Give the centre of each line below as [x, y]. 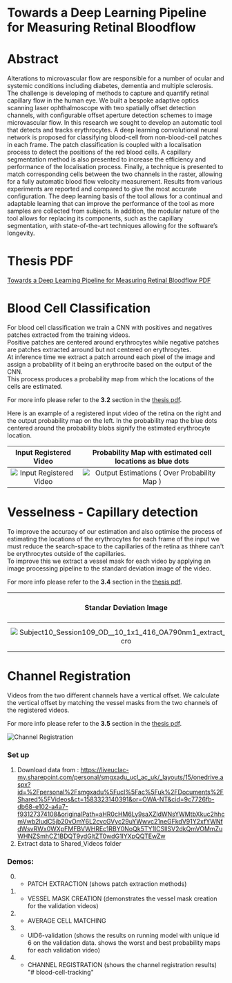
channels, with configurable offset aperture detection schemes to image [110, 115]
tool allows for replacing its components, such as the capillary [95, 218]
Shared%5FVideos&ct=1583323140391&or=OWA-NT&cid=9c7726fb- [116, 799]
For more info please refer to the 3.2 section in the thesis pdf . [95, 400]
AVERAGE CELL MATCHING [67, 921]
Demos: [21, 862]
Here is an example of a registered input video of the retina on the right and [114, 413]
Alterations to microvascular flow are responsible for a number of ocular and [116, 78]
